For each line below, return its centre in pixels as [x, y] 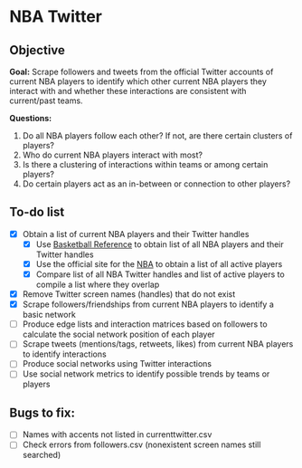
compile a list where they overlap [98, 285]
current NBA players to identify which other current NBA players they [138, 81]
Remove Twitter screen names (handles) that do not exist [129, 294]
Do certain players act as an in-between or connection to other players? [156, 184]
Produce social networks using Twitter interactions [117, 364]
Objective [38, 50]
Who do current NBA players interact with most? [113, 155]
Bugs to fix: [42, 412]
